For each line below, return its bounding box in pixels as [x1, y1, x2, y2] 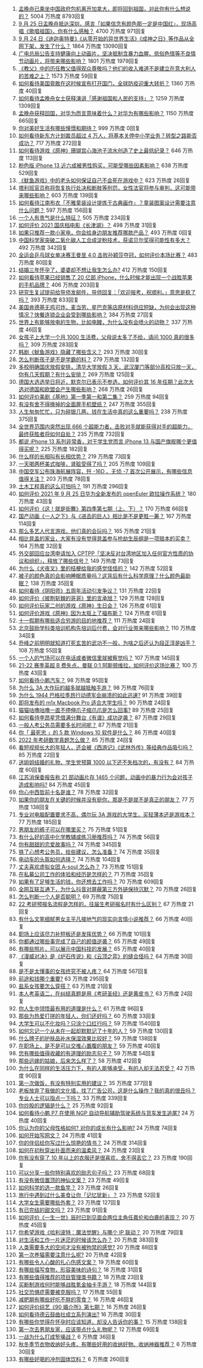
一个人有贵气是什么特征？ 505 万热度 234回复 [18, 214, 132, 221]
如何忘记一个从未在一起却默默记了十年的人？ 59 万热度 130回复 [18, 1027, 174, 1034]
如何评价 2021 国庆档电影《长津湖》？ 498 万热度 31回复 [18, 221, 157, 229]
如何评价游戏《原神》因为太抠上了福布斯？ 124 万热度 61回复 [18, 609, 168, 617]
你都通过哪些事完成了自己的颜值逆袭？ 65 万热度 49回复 [18, 938, 157, 945]
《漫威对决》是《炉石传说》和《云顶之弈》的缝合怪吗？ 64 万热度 [18, 953, 180, 960]
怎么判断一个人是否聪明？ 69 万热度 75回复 [18, 893, 124, 900]
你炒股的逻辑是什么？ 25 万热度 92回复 [18, 1102, 114, 1109]
